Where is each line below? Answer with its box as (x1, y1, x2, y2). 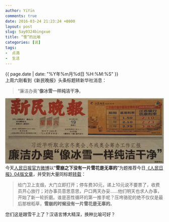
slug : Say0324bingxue (5, 29, 51, 35)
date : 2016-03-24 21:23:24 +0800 (5, 19, 75, 24)
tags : (5, 45, 17, 50)
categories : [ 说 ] (5, 40, 41, 45)
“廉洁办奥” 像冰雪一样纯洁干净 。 (17, 88, 84, 94)
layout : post (5, 24, 33, 29)
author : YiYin (5, 8, 35, 13)
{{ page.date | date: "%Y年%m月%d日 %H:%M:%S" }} (5, 71, 119, 77)
